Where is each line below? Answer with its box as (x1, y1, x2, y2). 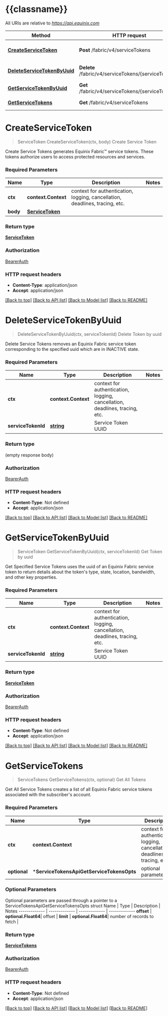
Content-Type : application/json (12, 282, 77, 288)
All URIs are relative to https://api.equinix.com (5, 20, 100, 26)
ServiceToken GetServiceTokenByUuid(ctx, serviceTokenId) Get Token (17, 549, 162, 555)
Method (31, 31, 51, 38)
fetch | (5, 919, 19, 925)
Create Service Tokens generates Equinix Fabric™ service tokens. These (5, 148, 154, 154)
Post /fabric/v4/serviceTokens (79, 46, 151, 53)
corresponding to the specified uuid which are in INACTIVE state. (5, 346, 139, 352)
